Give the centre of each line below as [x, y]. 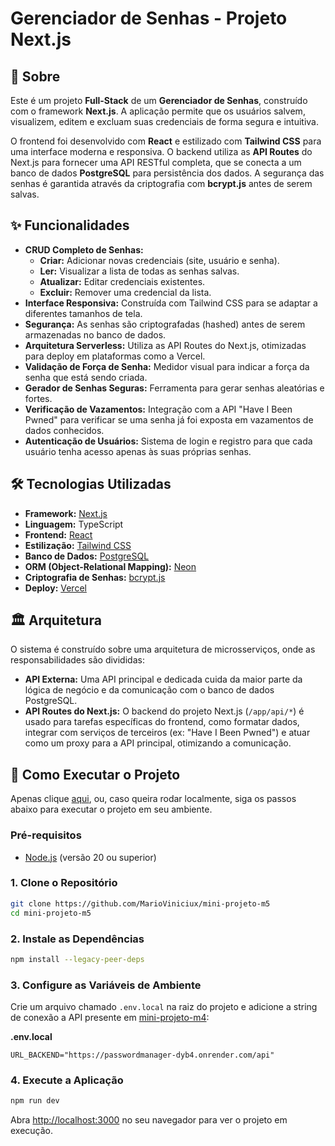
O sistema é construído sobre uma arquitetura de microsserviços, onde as [163, 649]
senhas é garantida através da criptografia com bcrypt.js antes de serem [161, 183]
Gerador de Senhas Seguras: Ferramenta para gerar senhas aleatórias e [174, 388]
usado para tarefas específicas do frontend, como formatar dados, [162, 722]
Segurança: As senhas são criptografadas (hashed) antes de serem [165, 324]
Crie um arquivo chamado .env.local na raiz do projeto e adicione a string [164, 1007]
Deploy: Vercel [55, 588]
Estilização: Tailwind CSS [78, 545]
